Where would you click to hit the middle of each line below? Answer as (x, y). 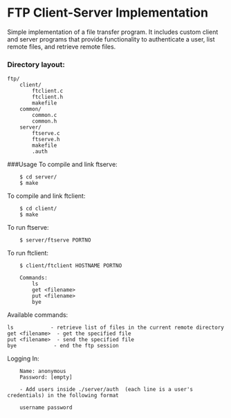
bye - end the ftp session (63, 346)
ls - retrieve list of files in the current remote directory (116, 328)
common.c (45, 116)
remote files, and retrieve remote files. (62, 46)
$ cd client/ (38, 209)
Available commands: (38, 315)
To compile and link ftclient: (46, 196)
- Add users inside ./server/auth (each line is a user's (107, 390)
